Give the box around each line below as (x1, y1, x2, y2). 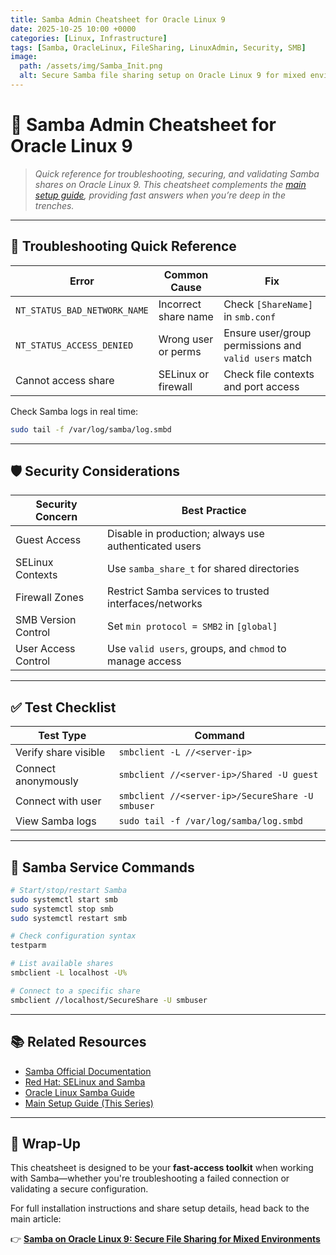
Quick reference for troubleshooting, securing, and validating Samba (34, 167, 320, 180)
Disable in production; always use (107, 527, 265, 541)
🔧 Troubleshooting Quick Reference (10, 238, 237, 255)
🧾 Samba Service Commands (10, 859, 195, 876)
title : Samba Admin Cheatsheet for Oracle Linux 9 (10, 14, 226, 25)
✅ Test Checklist (10, 699, 117, 716)
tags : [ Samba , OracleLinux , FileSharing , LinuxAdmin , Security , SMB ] (10, 42, 307, 53)
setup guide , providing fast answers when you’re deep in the (34, 189, 286, 201)
